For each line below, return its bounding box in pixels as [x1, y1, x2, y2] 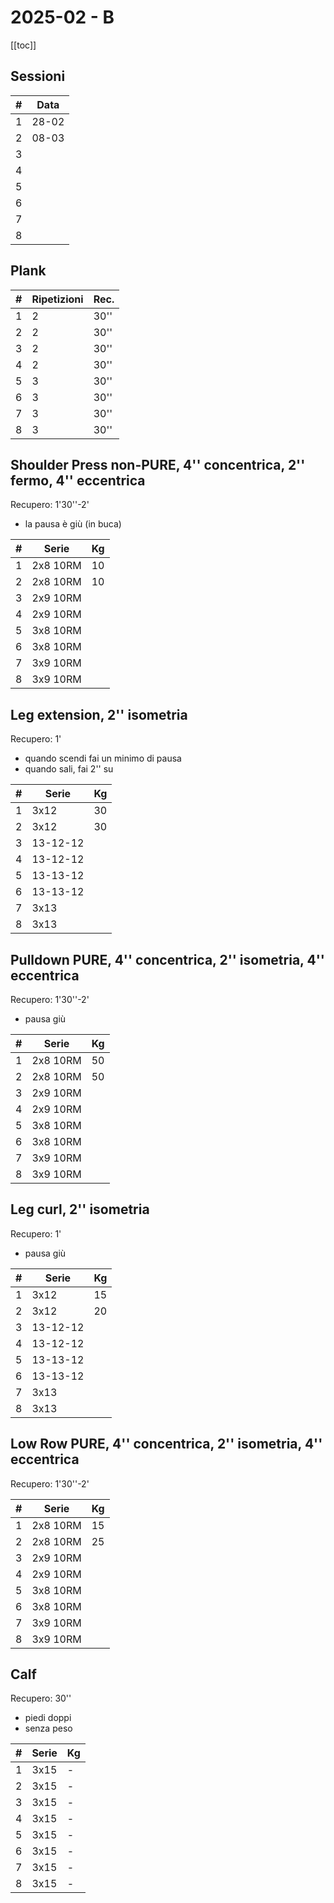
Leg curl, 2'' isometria [10, 1201, 150, 1218]
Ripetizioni [31, 292, 84, 306]
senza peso [24, 1722, 73, 1735]
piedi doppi [24, 1712, 72, 1724]
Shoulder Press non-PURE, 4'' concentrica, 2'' [10, 456, 306, 473]
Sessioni [10, 68, 66, 85]
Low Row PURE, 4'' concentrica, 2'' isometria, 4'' [10, 1436, 323, 1453]
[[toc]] [10, 39, 37, 51]
